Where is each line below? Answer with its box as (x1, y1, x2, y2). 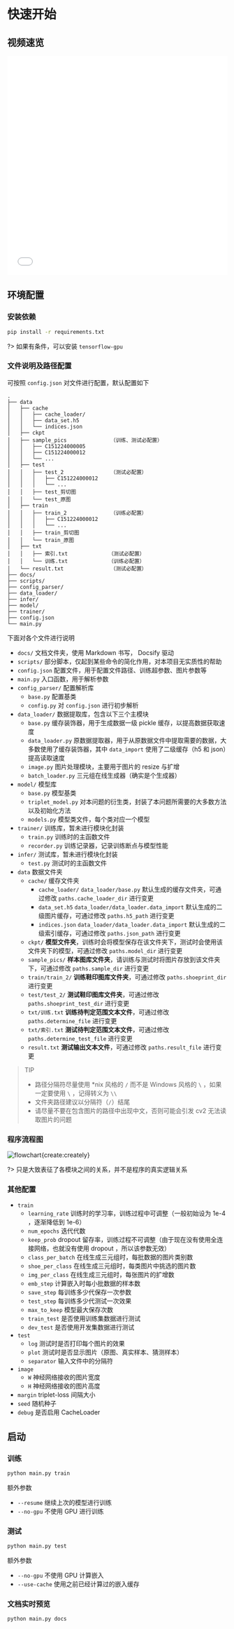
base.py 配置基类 (27, 692, 77, 701)
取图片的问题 (34, 1115, 72, 1123)
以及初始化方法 (27, 806, 71, 814)
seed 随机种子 (17, 1400, 57, 1408)
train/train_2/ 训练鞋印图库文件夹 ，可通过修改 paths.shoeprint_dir (27, 973, 227, 981)
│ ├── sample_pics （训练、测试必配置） (7, 436, 163, 444)
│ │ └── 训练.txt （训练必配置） (7, 557, 145, 565)
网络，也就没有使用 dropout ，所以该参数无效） (34, 1244, 171, 1252)
